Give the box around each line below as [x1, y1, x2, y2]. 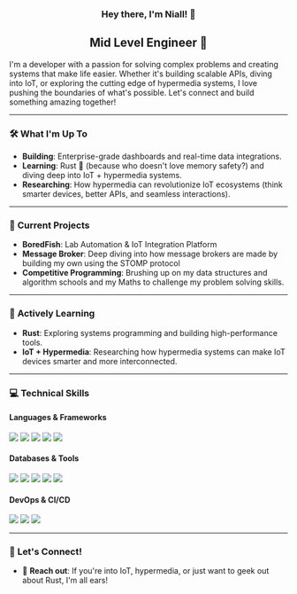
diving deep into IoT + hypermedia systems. [21, 170, 183, 181]
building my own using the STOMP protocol [21, 258, 181, 269]
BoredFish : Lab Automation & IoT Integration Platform [21, 239, 217, 250]
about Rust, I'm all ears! [21, 575, 109, 586]
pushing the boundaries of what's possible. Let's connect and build [9, 87, 255, 98]
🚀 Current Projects [9, 219, 90, 231]
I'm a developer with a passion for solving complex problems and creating [9, 59, 278, 69]
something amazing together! [9, 97, 117, 107]
